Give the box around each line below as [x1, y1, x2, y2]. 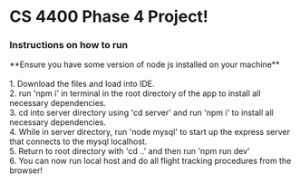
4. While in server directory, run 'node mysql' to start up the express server [9, 127, 290, 138]
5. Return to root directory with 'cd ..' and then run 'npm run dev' [9, 146, 251, 157]
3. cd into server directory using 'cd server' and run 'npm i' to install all [9, 107, 274, 119]
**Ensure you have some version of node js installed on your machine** [9, 59, 280, 70]
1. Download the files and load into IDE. [9, 79, 156, 90]
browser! [9, 165, 44, 176]
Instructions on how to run [9, 39, 129, 52]
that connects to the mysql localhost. [9, 136, 148, 147]
